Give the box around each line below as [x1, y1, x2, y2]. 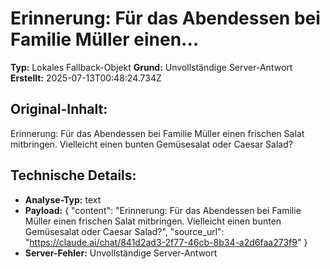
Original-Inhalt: [10, 101, 108, 118]
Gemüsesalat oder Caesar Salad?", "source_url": [24, 225, 225, 237]
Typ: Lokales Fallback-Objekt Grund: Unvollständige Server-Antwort [10, 61, 293, 73]
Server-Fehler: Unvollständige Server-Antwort [24, 247, 218, 259]
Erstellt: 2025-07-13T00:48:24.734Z [10, 72, 162, 84]
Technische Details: [10, 167, 137, 184]
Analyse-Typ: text [24, 193, 102, 206]
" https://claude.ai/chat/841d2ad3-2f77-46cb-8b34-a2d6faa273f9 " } [24, 236, 308, 248]
